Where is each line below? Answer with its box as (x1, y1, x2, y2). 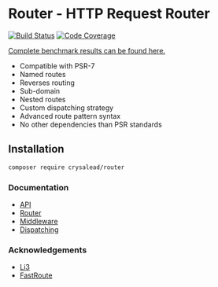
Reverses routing (19, 78, 75, 87)
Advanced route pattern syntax (19, 111, 121, 120)
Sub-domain (19, 86, 61, 95)
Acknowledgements (8, 245, 87, 256)
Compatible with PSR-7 (19, 61, 95, 71)
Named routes (19, 69, 66, 79)
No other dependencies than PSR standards (19, 120, 163, 129)
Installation (8, 142, 65, 156)
